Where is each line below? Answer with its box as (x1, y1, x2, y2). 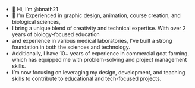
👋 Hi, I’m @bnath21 (11, 6, 58, 12)
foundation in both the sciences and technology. (11, 43, 131, 51)
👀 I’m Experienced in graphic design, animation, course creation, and (11, 12, 181, 19)
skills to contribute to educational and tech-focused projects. (11, 75, 162, 82)
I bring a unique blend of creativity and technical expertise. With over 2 (11, 24, 186, 32)
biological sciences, (11, 18, 61, 25)
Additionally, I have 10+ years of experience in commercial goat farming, (11, 50, 189, 56)
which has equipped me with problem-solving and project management (11, 56, 187, 63)
